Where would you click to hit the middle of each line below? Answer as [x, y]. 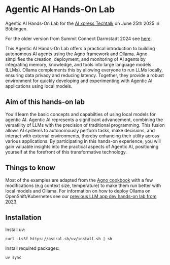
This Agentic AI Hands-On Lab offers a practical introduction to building [80, 48]
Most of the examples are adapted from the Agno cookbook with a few [79, 180]
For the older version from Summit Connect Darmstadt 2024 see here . [79, 39]
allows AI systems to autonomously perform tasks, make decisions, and [80, 130]
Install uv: [15, 230]
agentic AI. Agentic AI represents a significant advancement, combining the [84, 120]
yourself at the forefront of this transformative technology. [66, 152]
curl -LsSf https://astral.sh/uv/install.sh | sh [59, 239]
